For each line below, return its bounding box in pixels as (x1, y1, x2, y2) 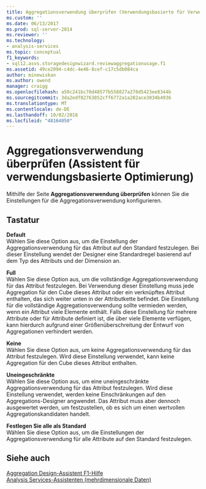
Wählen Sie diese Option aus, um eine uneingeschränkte (6, 378, 149, 385)
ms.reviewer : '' (6, 32, 48, 38)
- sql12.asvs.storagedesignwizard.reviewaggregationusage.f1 (6, 60, 166, 66)
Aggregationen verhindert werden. (6, 328, 94, 335)
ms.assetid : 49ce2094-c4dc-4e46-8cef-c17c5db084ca (6, 66, 139, 72)
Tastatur (6, 214, 40, 225)
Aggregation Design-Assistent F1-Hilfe (6, 469, 104, 477)
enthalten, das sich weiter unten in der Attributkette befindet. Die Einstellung (6, 295, 199, 302)
